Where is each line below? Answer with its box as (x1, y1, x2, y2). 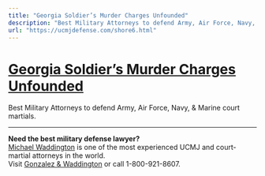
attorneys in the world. (32, 151, 106, 160)
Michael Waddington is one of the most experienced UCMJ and (8, 143, 215, 152)
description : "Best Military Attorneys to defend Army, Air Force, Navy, (8, 19, 256, 27)
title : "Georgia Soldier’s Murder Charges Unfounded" (8, 11, 189, 20)
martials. (8, 111, 37, 121)
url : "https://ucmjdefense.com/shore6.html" (8, 26, 157, 34)
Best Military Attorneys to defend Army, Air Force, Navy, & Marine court (8, 103, 241, 113)
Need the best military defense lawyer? (8, 134, 140, 144)
